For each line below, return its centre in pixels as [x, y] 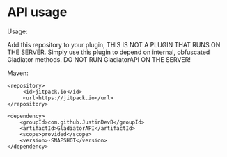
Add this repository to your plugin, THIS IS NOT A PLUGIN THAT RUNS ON [114, 44]
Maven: [18, 73]
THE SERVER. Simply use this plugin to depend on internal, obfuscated [109, 52]
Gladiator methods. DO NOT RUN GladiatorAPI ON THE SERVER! [99, 59]
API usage [37, 12]
